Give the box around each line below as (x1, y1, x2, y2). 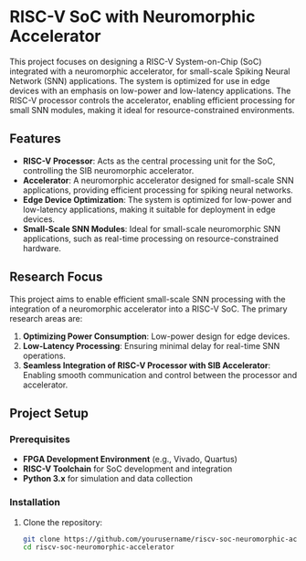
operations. (22, 350, 67, 361)
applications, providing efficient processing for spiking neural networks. (22, 185, 294, 196)
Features (9, 131, 61, 147)
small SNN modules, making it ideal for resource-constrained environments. (9, 104, 295, 115)
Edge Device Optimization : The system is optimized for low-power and (22, 194, 292, 205)
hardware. (22, 242, 62, 253)
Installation (9, 496, 61, 509)
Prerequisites (9, 432, 70, 445)
